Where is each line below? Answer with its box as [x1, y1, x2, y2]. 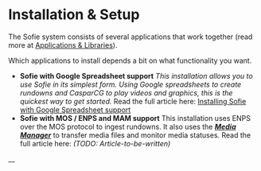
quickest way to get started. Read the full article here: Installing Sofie [19, 96, 247, 106]
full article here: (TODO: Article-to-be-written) [19, 138, 171, 148]
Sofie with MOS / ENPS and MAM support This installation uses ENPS [19, 113, 251, 122]
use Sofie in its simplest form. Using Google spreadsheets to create [19, 80, 242, 89]
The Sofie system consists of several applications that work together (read [8, 32, 253, 41]
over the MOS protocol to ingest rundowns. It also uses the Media [19, 122, 236, 131]
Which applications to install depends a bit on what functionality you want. [8, 56, 252, 65]
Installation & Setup [8, 6, 140, 24]
